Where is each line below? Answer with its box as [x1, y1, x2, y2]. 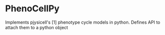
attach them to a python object [5, 24, 68, 30]
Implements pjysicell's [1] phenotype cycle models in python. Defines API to [5, 19, 161, 25]
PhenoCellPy [5, 3, 60, 14]
